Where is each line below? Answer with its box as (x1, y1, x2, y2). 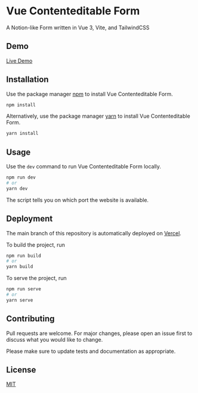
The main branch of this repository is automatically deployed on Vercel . (6, 229, 182, 237)
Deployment (6, 214, 53, 224)
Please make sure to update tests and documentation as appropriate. (6, 348, 176, 355)
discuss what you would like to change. (6, 336, 103, 343)
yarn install (6, 130, 39, 137)
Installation (6, 75, 49, 85)
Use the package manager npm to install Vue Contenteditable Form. (6, 90, 173, 97)
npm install (6, 102, 36, 108)
